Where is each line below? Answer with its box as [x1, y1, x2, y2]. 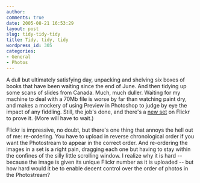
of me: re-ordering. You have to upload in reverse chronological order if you [6, 132, 195, 140]
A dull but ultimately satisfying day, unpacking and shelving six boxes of [6, 76, 186, 83]
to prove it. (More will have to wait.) [6, 114, 94, 121]
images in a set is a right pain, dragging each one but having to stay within [6, 146, 191, 153]
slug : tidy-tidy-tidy [6, 31, 61, 37]
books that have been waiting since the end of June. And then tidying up [6, 82, 187, 89]
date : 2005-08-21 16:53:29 [6, 20, 74, 26]
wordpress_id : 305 [6, 43, 52, 49]
